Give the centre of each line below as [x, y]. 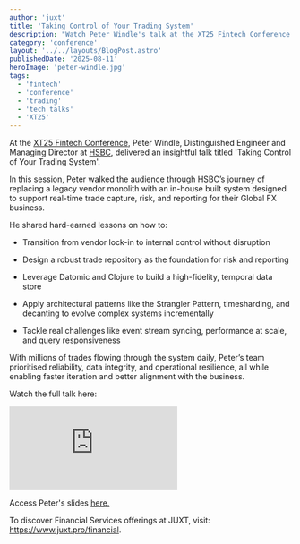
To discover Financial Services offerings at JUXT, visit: [110, 521]
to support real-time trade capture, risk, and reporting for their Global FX [143, 199]
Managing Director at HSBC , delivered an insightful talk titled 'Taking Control [150, 152]
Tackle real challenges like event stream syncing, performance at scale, [154, 331]
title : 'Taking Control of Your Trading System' [102, 26]
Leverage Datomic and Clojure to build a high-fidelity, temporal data [147, 277]
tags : [19, 76]
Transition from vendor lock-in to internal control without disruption [146, 242]
